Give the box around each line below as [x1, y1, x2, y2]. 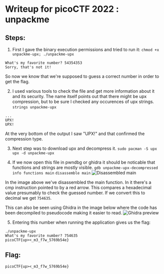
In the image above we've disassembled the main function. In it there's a [5, 179, 151, 185]
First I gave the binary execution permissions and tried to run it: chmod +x [12, 47, 160, 52]
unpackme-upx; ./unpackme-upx [12, 52, 75, 57]
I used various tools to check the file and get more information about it [12, 88, 155, 94]
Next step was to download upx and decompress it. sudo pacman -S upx [12, 145, 157, 151]
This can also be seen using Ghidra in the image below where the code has [5, 205, 157, 210]
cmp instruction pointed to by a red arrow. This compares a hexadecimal [5, 185, 152, 190]
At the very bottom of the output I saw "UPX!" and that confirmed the [5, 131, 145, 137]
